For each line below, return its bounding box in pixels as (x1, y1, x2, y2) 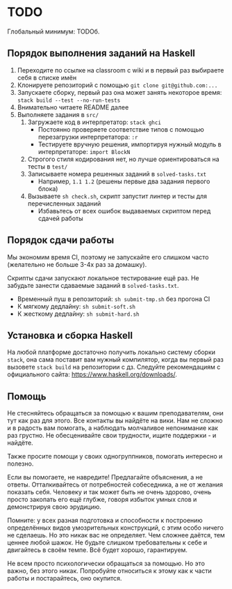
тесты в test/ (27, 162, 68, 171)
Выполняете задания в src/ (17, 110, 99, 118)
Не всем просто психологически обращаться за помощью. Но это (7, 559, 205, 568)
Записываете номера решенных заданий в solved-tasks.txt (27, 169, 207, 178)
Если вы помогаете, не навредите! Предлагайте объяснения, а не (7, 473, 204, 482)
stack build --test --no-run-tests (17, 97, 121, 104)
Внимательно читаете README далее (17, 102, 129, 112)
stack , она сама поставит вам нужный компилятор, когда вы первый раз (7, 355, 224, 364)
